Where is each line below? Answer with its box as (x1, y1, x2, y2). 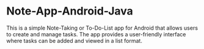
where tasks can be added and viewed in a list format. (6, 37, 142, 44)
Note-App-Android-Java (6, 4, 133, 18)
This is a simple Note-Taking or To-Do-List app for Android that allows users (6, 24, 199, 31)
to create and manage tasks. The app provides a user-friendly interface (6, 30, 186, 38)
